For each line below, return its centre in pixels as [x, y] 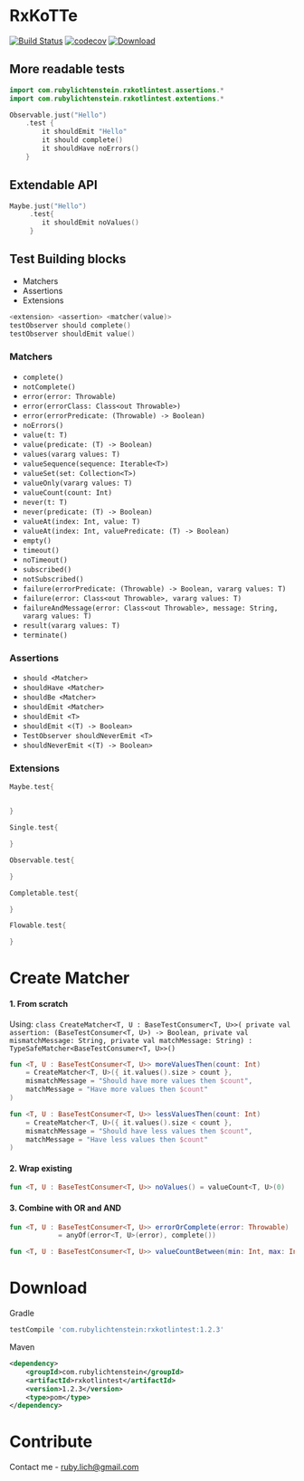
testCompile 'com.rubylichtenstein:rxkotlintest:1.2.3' [117, 1330]
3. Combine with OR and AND [66, 1208]
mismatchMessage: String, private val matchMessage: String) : [131, 1040]
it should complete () [83, 140]
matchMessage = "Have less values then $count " [117, 1139]
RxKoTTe [44, 16]
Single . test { [34, 828]
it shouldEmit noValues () [91, 223]
